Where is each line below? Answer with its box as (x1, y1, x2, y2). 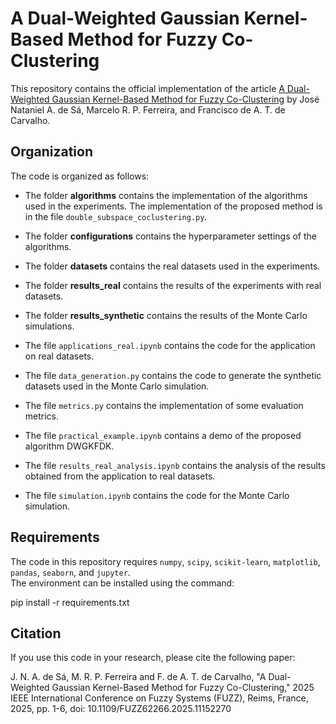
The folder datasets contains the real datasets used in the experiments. (24, 260, 321, 272)
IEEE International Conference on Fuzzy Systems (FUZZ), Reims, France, (10, 692, 309, 704)
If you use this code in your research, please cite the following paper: (10, 652, 296, 664)
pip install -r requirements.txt (10, 596, 130, 608)
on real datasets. (24, 350, 95, 362)
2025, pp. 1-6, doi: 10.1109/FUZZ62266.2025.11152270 (10, 703, 232, 715)
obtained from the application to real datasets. (24, 470, 216, 482)
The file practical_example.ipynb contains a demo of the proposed (24, 429, 302, 441)
